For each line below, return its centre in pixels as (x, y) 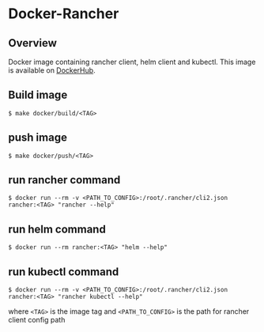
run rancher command (64, 180)
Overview (33, 43)
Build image (38, 95)
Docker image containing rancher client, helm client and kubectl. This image (132, 62)
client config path (37, 320)
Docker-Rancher (64, 14)
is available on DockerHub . (52, 70)
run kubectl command (64, 272)
